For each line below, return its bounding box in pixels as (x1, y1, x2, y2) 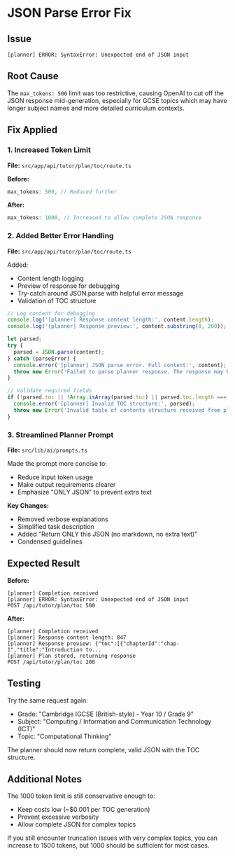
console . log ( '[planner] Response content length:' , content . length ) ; (7, 317, 215, 324)
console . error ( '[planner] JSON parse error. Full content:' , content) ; (13, 361, 227, 368)
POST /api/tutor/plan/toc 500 (7, 602, 96, 609)
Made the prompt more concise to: (7, 459, 107, 467)
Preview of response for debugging (17, 282, 120, 290)
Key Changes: (7, 501, 49, 509)
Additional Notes (7, 773, 83, 785)
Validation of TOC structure (17, 296, 97, 305)
